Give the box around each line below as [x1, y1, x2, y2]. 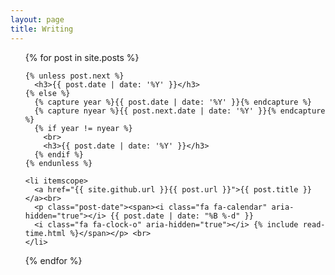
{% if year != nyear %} [34, 123, 133, 133]
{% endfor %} [24, 254, 83, 266]
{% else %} [24, 88, 71, 98]
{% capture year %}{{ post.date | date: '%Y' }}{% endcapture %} [34, 97, 312, 107]
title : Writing [10, 24, 74, 34]
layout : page [10, 14, 65, 25]
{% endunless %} [24, 158, 93, 168]
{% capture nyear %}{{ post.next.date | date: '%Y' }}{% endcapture [34, 106, 326, 116]
